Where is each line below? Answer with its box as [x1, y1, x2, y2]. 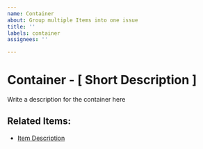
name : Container [7, 10, 54, 17]
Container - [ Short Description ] [7, 72, 197, 88]
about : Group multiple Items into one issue [7, 17, 138, 24]
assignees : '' [7, 36, 49, 43]
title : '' [7, 23, 36, 30]
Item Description [17, 134, 65, 142]
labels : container [7, 29, 60, 37]
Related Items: [7, 116, 72, 127]
